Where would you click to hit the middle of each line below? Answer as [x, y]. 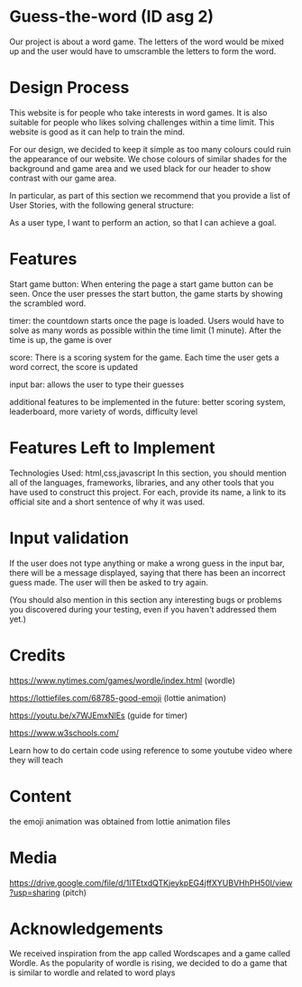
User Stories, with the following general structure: [101, 205]
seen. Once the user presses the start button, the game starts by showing [146, 293]
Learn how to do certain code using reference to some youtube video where [151, 750]
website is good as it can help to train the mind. [97, 132]
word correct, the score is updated [73, 366]
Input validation [69, 538]
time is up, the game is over [61, 339]
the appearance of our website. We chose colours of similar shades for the [148, 159]
